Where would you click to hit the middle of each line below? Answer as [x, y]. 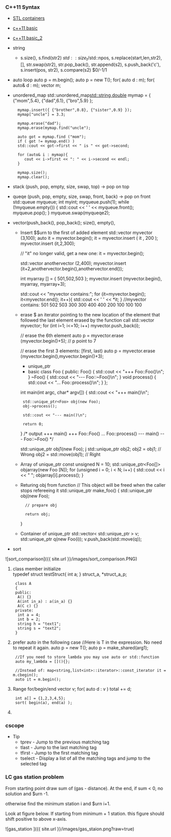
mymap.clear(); [34, 177]
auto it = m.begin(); [38, 680]
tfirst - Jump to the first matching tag [59, 753]
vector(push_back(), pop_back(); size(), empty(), [64, 223]
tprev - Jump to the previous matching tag [65, 742]
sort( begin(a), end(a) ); [44, 703]
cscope [15, 726]
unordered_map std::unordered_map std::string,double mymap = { [82, 95]
